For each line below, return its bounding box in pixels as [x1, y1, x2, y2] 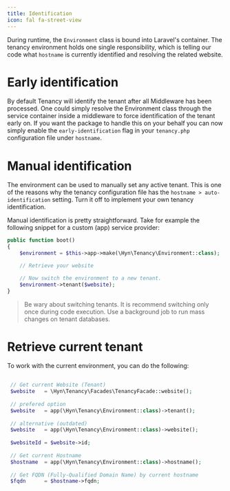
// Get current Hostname [10, 452, 81, 459]
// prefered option [10, 401, 67, 407]
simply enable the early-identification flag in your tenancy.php [7, 126, 191, 135]
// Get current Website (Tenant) [10, 381, 107, 389]
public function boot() [7, 237, 76, 244]
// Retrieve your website [19, 262, 94, 269]
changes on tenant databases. [23, 315, 110, 323]
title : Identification [7, 10, 72, 17]
